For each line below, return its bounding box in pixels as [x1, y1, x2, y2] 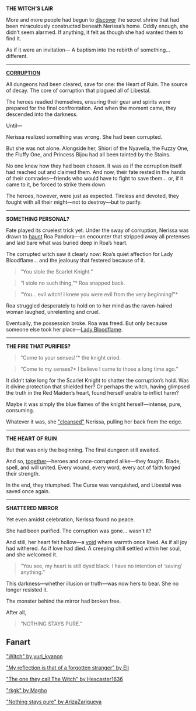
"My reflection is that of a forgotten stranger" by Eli [6, 664, 129, 671]
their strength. [6, 470, 40, 477]
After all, [6, 609, 26, 616]
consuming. [6, 407, 34, 413]
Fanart [6, 637, 31, 647]
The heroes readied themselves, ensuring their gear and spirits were [6, 98, 171, 105]
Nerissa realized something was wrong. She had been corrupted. [6, 134, 163, 140]
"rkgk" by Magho [6, 686, 47, 693]
